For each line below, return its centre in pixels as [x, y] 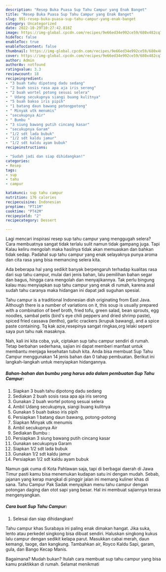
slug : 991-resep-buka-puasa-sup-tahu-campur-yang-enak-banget [71, 19]
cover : [12, 56]
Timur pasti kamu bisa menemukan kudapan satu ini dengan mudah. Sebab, [83, 474]
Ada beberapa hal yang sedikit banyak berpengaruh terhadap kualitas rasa [81, 269]
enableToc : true [22, 42]
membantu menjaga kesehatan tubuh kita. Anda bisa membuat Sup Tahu [79, 352]
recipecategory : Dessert [31, 220]
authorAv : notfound [26, 65]
